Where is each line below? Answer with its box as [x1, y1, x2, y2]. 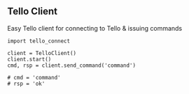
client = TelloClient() [7, 49, 77, 56]
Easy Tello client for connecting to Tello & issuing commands [7, 24, 183, 32]
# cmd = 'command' [7, 74, 61, 81]
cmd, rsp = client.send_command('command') [7, 62, 136, 69]
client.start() [7, 56, 52, 63]
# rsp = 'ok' [7, 80, 45, 87]
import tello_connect [7, 38, 71, 45]
